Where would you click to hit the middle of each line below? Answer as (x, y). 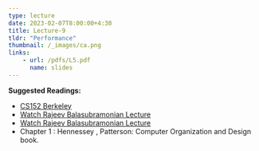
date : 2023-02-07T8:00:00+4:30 (60, 23)
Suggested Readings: (45, 90)
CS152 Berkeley (45, 105)
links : (19, 53)
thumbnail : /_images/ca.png (55, 46)
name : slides (51, 68)
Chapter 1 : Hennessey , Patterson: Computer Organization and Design (135, 131)
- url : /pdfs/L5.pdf (57, 61)
